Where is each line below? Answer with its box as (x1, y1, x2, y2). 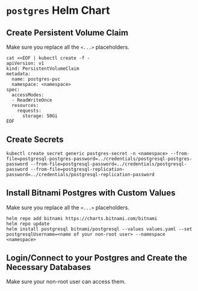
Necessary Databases (6, 262, 91, 272)
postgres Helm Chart (6, 4, 110, 17)
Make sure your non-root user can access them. (6, 278, 126, 286)
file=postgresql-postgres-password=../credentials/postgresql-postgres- (6, 156, 193, 162)
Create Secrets (6, 135, 64, 145)
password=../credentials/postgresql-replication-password (6, 171, 155, 177)
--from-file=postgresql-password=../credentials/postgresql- (30, 161, 187, 167)
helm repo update (6, 221, 50, 227)
